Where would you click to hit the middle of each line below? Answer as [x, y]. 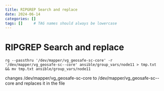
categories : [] [21, 19]
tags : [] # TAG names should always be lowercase [61, 23]
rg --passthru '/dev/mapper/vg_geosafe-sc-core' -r [59, 61]
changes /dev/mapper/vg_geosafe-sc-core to [51, 78]
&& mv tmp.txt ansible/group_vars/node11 [48, 69]
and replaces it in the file [40, 83]
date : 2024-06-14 [23, 14]
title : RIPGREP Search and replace [41, 10]
